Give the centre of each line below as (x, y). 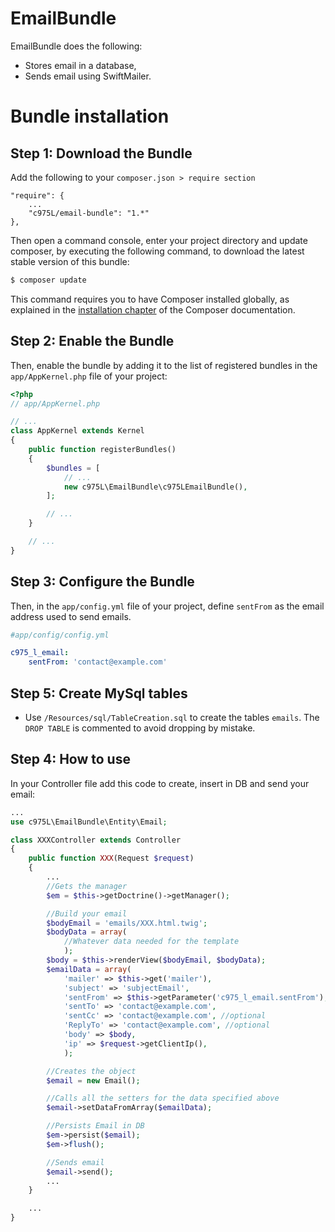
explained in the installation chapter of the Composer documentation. (153, 309)
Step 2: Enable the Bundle (92, 341)
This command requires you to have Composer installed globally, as (150, 299)
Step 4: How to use (70, 759)
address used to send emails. (71, 616)
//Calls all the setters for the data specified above (163, 1098)
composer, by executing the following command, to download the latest (157, 251)
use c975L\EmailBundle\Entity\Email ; (89, 822)
